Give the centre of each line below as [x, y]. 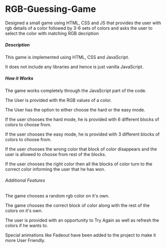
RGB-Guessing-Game [51, 9]
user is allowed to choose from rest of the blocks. [56, 154]
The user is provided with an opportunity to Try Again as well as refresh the [82, 220]
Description [18, 45]
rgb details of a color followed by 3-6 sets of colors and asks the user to [79, 28]
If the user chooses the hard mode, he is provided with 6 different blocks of [82, 119]
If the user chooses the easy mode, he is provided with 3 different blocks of [83, 134]
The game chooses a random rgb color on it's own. [57, 196]
